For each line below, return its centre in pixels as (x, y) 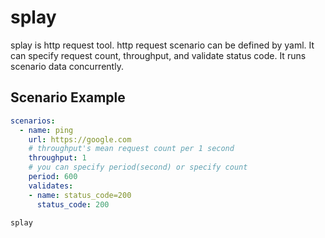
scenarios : (33, 121)
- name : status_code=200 (80, 195)
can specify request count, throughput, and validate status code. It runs (158, 55)
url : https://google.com (80, 139)
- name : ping (46, 130)
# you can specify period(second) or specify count (138, 167)
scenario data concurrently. (67, 66)
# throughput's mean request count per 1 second (131, 149)
